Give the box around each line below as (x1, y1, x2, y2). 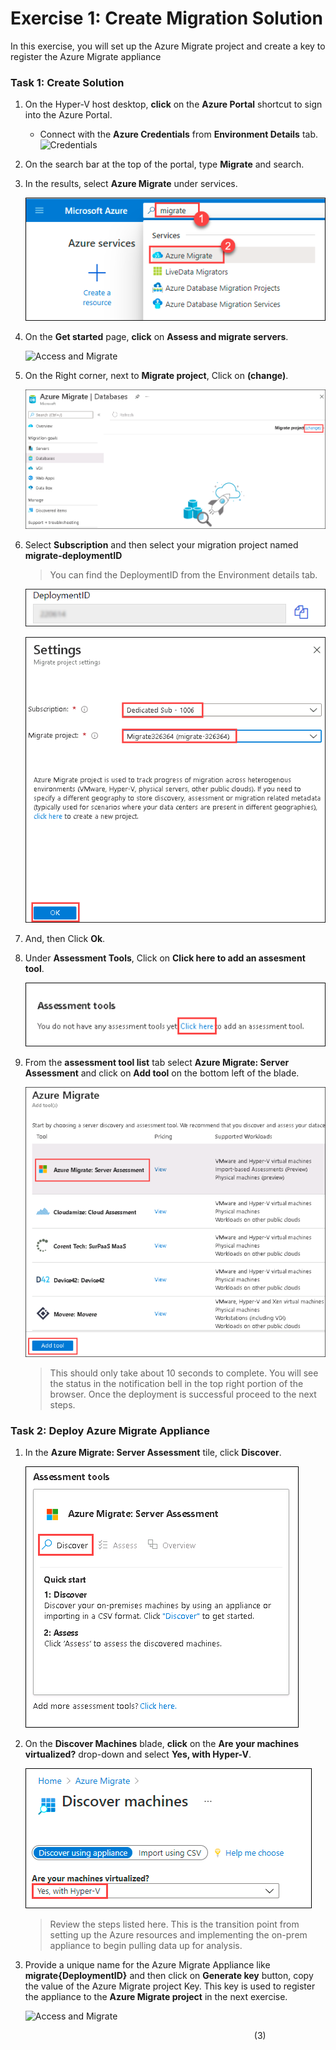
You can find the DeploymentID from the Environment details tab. (49, 568, 318, 581)
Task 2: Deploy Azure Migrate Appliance (10, 1423, 210, 1437)
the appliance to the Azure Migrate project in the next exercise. (24, 1991, 288, 2003)
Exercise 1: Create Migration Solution (10, 7, 323, 30)
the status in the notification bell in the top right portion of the (49, 1377, 304, 1389)
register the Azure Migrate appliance (10, 50, 162, 62)
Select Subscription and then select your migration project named (24, 538, 299, 551)
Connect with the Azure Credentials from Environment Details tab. (39, 128, 319, 141)
